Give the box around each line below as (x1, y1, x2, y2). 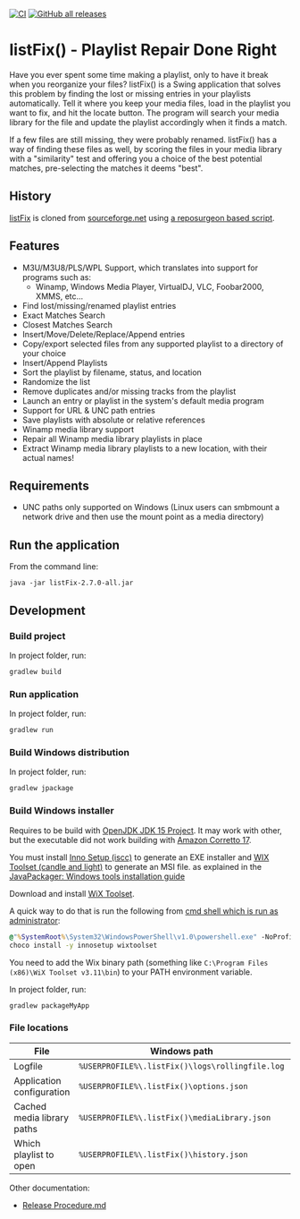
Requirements (9, 478, 89, 493)
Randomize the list (21, 376, 91, 387)
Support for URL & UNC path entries (21, 405, 156, 415)
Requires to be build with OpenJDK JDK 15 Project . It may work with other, (9, 824, 283, 836)
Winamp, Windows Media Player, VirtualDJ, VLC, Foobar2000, (35, 281, 265, 292)
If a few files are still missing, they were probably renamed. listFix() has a (9, 134, 278, 145)
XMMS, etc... (35, 291, 84, 302)
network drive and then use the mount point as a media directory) (21, 511, 264, 523)
